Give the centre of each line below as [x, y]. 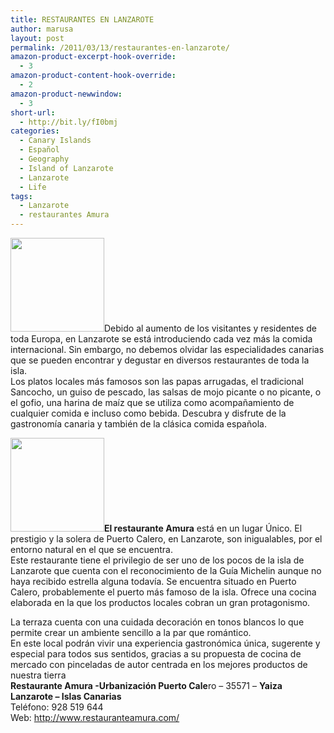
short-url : [33, 112]
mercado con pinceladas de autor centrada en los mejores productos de [159, 664]
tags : [21, 196]
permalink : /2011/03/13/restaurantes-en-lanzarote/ [120, 47]
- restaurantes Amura [64, 215]
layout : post [37, 38]
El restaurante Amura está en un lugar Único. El [203, 528]
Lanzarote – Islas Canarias [66, 696]
